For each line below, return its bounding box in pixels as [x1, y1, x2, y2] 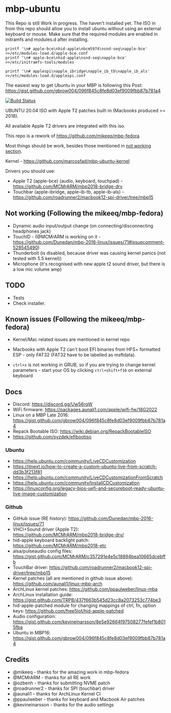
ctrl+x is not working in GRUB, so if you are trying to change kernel [12, 362, 156, 368]
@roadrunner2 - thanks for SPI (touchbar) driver [12, 685, 115, 691]
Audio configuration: [12, 613, 56, 619]
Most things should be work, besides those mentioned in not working [5, 142, 152, 149]
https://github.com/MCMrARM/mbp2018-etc [12, 542, 106, 549]
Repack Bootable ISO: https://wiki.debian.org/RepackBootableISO [12, 428, 152, 434]
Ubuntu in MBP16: [12, 630, 51, 636]
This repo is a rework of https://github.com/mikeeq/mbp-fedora [5, 133, 140, 139]
